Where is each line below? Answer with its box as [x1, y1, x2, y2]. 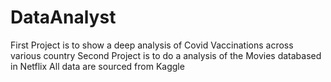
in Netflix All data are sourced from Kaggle [10, 60, 185, 72]
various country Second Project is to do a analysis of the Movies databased [10, 49, 322, 61]
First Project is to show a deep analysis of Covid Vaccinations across [10, 39, 294, 51]
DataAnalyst [10, 6, 117, 29]
